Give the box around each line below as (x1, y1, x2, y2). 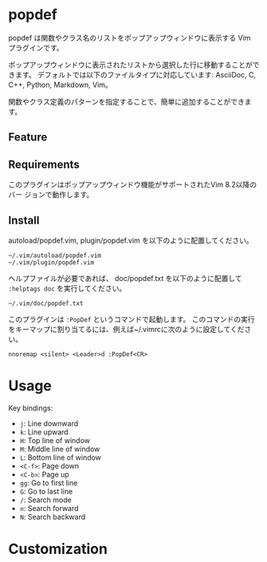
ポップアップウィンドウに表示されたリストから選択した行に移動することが (8, 60, 253, 69)
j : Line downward (19, 418, 78, 428)
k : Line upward (19, 427, 69, 437)
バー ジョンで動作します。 (8, 190, 94, 200)
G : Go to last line (19, 486, 73, 496)
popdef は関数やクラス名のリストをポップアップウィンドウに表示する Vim (8, 33, 251, 42)
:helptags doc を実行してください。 (8, 283, 127, 293)
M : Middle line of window (19, 444, 100, 453)
